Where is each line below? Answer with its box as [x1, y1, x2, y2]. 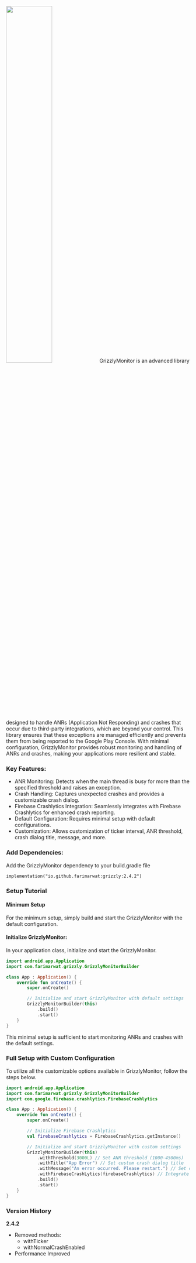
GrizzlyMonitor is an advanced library [99, 357, 190, 364]
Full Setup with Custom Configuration [6, 1054, 115, 1062]
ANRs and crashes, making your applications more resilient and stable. [6, 750, 176, 757]
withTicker [23, 1237, 48, 1244]
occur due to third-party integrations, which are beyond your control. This [6, 725, 184, 732]
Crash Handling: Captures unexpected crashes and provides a [14, 790, 164, 798]
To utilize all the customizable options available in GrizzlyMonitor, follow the [6, 1068, 188, 1075]
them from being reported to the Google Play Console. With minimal [6, 737, 169, 744]
